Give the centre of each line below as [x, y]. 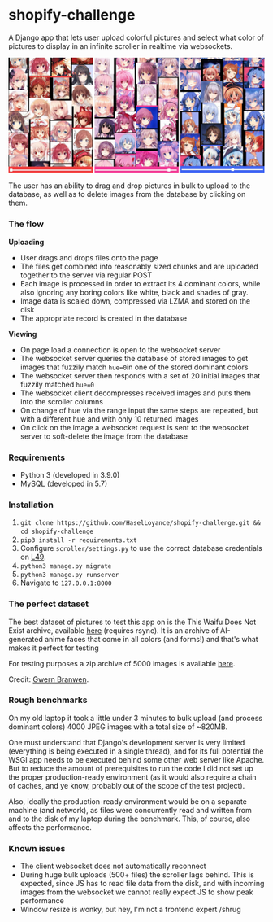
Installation [31, 505]
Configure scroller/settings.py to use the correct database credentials [141, 548]
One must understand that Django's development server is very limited [127, 742]
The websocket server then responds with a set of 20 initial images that [140, 375]
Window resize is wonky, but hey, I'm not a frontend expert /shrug [130, 910]
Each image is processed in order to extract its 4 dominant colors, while [140, 283]
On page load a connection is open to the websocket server [120, 350]
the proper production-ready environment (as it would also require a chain [133, 777]
